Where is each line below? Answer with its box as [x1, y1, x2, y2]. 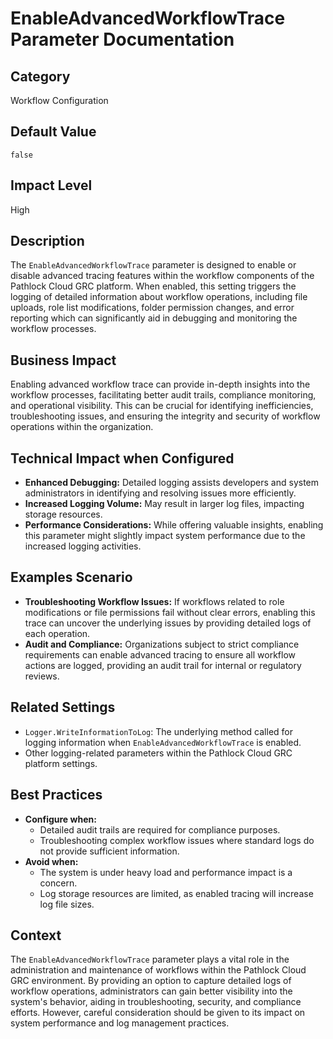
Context [10, 927, 62, 944]
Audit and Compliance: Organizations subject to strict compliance [24, 638, 300, 650]
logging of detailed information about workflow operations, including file [10, 291, 308, 303]
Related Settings [10, 699, 116, 716]
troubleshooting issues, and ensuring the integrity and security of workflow [10, 410, 321, 422]
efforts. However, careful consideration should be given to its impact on [10, 1007, 306, 1019]
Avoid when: [24, 855, 79, 867]
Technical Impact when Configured [10, 450, 235, 467]
